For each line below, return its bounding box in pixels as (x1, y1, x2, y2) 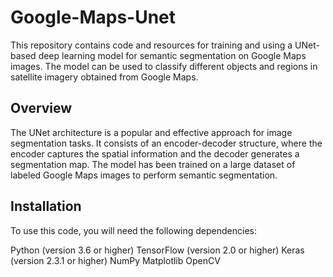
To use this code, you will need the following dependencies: (10, 224, 258, 236)
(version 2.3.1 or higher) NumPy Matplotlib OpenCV (10, 254, 221, 266)
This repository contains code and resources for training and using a (10, 39, 293, 51)
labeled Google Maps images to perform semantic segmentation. (10, 169, 278, 181)
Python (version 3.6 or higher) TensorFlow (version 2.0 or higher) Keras (10, 244, 305, 256)
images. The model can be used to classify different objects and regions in (10, 60, 318, 72)
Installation (10, 198, 82, 215)
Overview (10, 100, 73, 117)
